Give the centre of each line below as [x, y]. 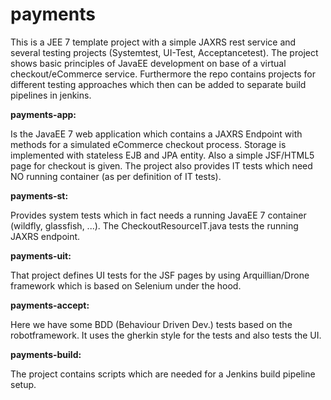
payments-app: [43, 114]
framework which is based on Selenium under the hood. [126, 285]
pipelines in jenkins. [51, 95]
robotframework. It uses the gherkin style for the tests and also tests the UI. [166, 335]
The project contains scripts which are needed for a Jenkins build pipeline [163, 374]
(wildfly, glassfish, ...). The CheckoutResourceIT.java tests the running [154, 225]
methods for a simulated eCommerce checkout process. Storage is [148, 144]
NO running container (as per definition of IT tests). [116, 176]
